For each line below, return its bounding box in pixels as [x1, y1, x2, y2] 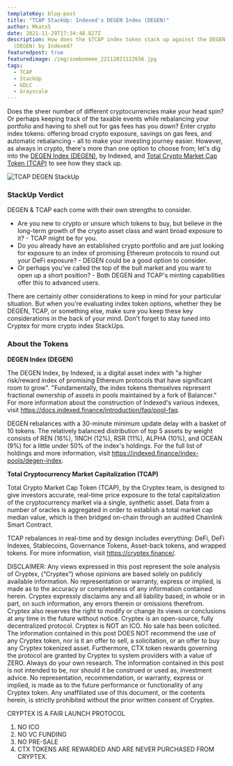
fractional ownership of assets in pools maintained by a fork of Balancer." [7, 391, 217, 399]
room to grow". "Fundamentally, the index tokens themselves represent [7, 383, 211, 391]
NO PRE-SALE [17, 737, 58, 746]
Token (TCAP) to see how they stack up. [7, 159, 123, 167]
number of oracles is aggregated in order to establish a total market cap [7, 505, 214, 513]
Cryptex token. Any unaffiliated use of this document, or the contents [7, 688, 205, 696]
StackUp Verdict [7, 190, 64, 200]
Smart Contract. [7, 520, 54, 529]
